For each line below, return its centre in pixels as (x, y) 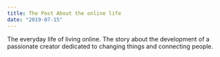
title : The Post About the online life (64, 13)
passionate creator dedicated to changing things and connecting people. (110, 46)
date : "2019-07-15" (35, 20)
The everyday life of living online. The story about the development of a (108, 39)
